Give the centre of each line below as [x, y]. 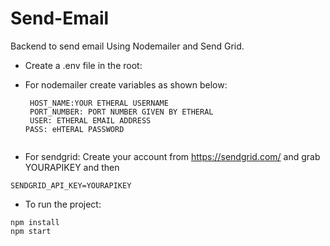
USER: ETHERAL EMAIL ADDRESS [90, 120]
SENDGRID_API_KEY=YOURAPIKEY [71, 185]
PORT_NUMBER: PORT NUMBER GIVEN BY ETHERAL [121, 112]
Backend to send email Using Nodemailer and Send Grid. [127, 46]
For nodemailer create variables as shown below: [126, 84]
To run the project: [63, 204]
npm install [35, 222]
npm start [31, 231]
